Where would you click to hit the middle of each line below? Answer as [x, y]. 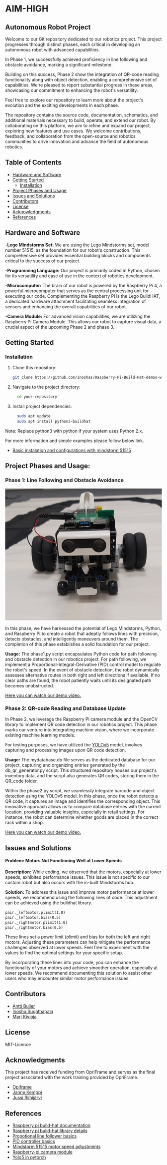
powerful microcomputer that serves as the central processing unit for [77, 291]
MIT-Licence [18, 1044]
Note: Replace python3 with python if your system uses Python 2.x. [74, 431]
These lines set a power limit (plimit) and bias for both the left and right [78, 937]
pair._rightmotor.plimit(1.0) [37, 922]
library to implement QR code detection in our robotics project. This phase [81, 724]
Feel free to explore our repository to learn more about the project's [74, 100]
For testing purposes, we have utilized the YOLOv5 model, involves [74, 745]
